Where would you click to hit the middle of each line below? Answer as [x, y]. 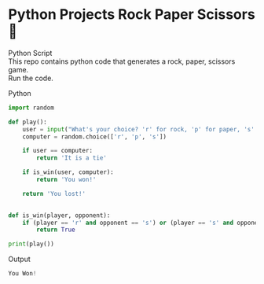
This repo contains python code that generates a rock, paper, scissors [122, 61]
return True [56, 230]
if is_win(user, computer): [68, 172]
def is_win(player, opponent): [59, 215]
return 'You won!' [66, 180]
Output [19, 259]
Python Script [30, 53]
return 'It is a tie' [72, 158]
